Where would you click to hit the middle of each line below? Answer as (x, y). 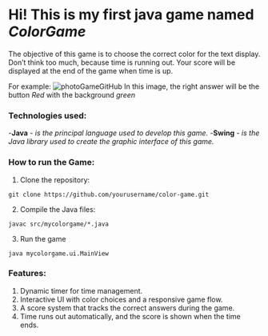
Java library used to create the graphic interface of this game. (111, 142)
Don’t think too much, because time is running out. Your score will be (122, 62)
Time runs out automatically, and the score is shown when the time (130, 316)
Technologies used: (48, 115)
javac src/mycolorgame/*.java (59, 224)
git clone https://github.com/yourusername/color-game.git (109, 194)
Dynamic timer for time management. (81, 290)
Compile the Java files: (58, 209)
